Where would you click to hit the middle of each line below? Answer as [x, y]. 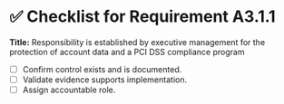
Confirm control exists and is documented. [102, 69]
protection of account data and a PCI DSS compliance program [127, 52]
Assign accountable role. [69, 90]
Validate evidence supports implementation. [105, 80]
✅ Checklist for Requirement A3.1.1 [142, 17]
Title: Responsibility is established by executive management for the [137, 42]
